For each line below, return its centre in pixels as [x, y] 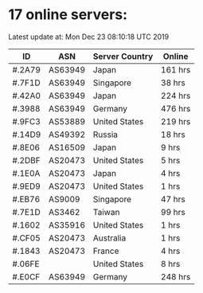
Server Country [123, 56]
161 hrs [176, 69]
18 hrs [173, 135]
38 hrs [173, 83]
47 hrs [173, 199]
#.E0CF [26, 276]
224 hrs [176, 96]
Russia [105, 135]
